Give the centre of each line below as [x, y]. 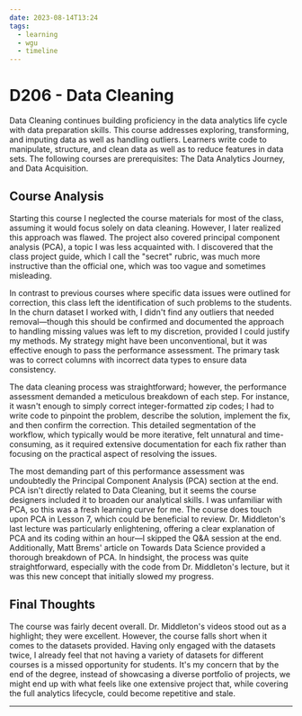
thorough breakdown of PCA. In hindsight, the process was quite [129, 557]
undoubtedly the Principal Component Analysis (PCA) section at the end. [144, 480]
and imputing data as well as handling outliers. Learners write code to [138, 139]
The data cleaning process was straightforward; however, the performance [148, 387]
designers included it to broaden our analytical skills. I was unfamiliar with [146, 499]
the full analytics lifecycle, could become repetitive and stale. [123, 693]
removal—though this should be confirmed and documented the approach [147, 321]
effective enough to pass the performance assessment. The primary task [145, 350]
